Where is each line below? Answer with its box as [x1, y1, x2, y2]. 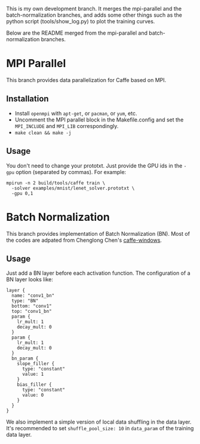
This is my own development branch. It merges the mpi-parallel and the [6, 5, 182, 12]
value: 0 [21, 392, 44, 399]
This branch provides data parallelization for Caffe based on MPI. [6, 76, 167, 83]
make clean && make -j [14, 130, 72, 136]
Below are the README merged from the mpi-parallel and [6, 29, 148, 37]
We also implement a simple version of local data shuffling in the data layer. [6, 418, 192, 425]
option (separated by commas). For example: [16, 168, 127, 175]
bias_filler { [17, 382, 52, 388]
